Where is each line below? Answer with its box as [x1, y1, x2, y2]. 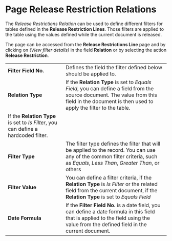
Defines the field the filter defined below [66, 64, 163, 71]
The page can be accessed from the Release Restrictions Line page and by [5, 41, 166, 47]
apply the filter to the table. [66, 104, 131, 111]
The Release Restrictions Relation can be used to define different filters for [5, 21, 163, 27]
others [66, 166, 81, 173]
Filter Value [8, 184, 37, 191]
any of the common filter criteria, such [66, 153, 158, 160]
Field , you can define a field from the [66, 85, 154, 92]
